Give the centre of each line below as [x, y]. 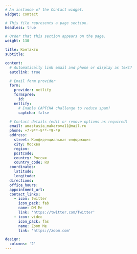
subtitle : [15, 54]
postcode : [24, 153]
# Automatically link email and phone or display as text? [71, 67]
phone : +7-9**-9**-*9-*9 [35, 131]
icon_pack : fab [34, 203]
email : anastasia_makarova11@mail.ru [48, 126]
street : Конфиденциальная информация [52, 140]
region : [22, 149]
